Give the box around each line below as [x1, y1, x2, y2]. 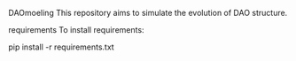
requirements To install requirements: [8, 25, 144, 34]
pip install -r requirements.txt [8, 42, 114, 52]
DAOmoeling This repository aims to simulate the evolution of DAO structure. [8, 8, 288, 18]
